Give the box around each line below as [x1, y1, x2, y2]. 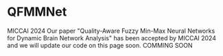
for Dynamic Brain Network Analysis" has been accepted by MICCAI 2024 [7, 33, 216, 42]
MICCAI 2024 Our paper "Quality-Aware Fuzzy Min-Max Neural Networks [7, 27, 215, 35]
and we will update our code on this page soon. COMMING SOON [7, 41, 193, 49]
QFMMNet [7, 4, 67, 20]
